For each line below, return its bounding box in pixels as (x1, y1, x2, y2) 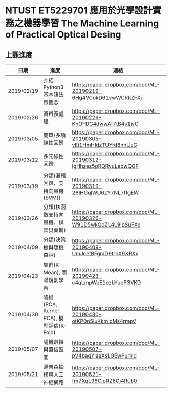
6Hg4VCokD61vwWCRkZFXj (72, 94, 142, 101)
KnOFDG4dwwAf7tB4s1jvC (72, 120, 139, 127)
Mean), (43, 269, 60, 276)
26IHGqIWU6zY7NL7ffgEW (72, 189, 139, 196)
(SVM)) (43, 194, 61, 201)
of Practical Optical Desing (5, 29, 121, 41)
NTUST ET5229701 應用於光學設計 (5, 5, 153, 16)
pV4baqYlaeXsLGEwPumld (72, 352, 137, 359)
